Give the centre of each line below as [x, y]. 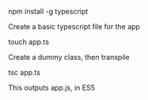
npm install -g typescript [48, 11]
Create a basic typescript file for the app [74, 26]
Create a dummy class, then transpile [69, 57]
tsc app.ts [25, 72]
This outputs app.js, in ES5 [51, 87]
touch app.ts [29, 42]
